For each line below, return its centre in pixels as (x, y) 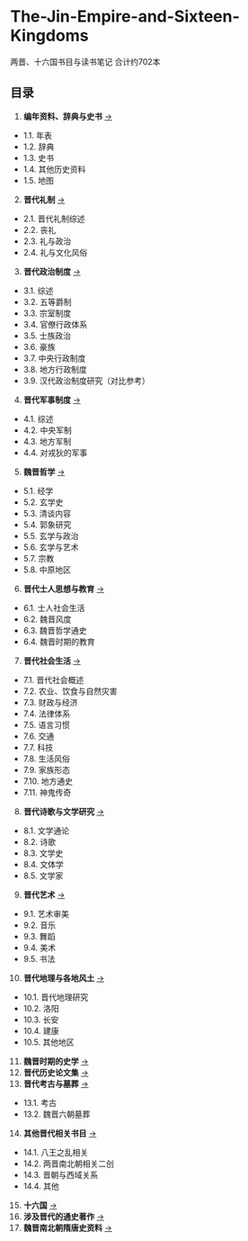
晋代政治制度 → (52, 271)
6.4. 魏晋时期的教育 (59, 642)
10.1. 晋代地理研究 (56, 997)
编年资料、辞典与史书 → (68, 116)
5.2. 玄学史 (43, 502)
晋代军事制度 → (52, 400)
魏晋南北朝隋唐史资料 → (68, 1228)
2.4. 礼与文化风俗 (55, 252)
